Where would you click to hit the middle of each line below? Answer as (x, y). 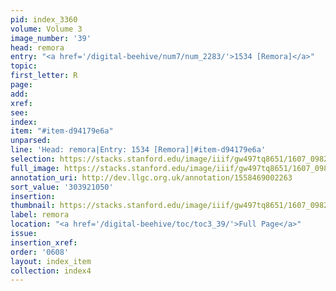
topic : (24, 66)
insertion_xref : (44, 242)
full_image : (35, 168)
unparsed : (31, 141)
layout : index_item (51, 261)
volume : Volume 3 (46, 29)
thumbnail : (33, 206)
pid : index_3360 (44, 19)
